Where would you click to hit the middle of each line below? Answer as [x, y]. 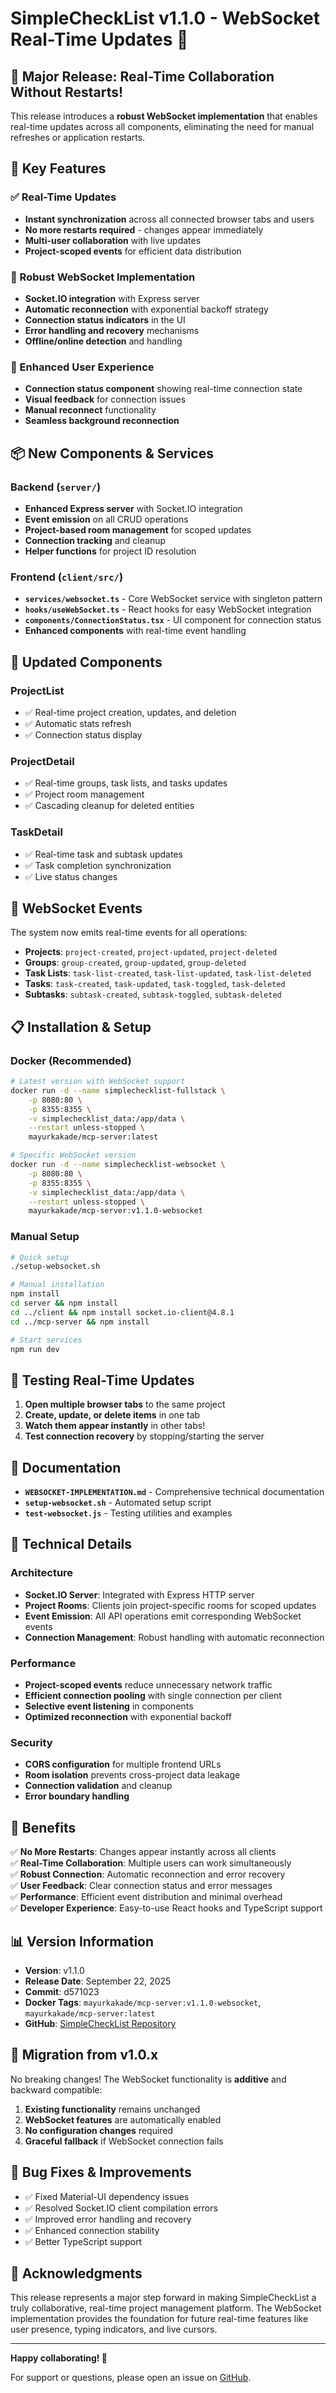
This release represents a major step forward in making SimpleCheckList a [163, 2298]
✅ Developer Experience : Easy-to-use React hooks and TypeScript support [166, 1908]
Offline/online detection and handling [103, 341]
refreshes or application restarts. [78, 137]
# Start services [46, 1340]
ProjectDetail [42, 761]
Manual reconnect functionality [90, 410]
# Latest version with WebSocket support [98, 1082]
